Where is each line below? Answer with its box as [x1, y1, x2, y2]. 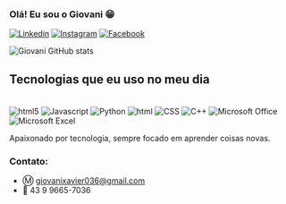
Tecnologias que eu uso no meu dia [9, 72, 210, 87]
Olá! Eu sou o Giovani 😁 [9, 8, 115, 21]
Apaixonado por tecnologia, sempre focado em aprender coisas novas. [9, 132, 271, 143]
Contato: [9, 155, 49, 167]
